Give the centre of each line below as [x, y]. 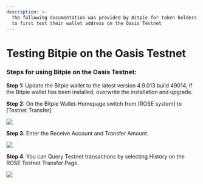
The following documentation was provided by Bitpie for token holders [105, 18]
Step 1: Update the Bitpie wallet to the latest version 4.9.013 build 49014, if [99, 85]
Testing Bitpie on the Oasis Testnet [96, 53]
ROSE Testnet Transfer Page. [43, 163]
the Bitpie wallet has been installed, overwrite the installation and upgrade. [100, 92]
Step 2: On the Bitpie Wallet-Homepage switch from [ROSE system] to [94, 103]
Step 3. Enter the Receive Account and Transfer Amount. [77, 133]
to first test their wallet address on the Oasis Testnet [87, 23]
